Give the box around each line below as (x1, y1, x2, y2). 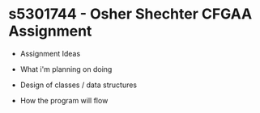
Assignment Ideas (19, 48, 81, 58)
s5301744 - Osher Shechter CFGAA (8, 5, 253, 23)
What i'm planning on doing (19, 64, 113, 73)
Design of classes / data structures (19, 80, 138, 90)
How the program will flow (19, 95, 109, 105)
